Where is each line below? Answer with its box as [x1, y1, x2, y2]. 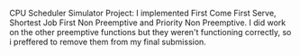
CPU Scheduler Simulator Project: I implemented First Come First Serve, [9, 8, 277, 18]
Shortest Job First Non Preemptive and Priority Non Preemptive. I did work [9, 17, 286, 28]
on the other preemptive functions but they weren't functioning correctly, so [9, 27, 292, 37]
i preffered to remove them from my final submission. [9, 36, 207, 47]
